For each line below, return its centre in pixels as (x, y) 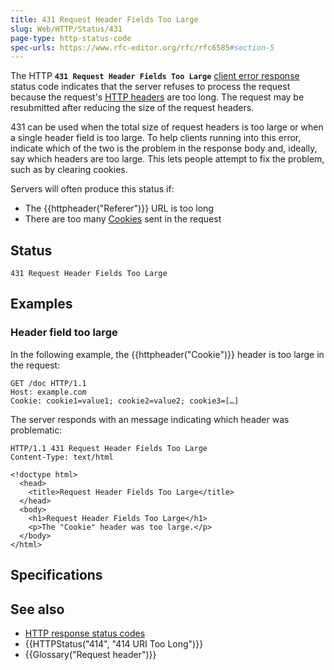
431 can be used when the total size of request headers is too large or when (167, 127)
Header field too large (64, 333)
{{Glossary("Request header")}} (90, 654)
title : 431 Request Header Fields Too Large (104, 19)
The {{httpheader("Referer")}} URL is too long (119, 208)
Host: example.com (48, 392)
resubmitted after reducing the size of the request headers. (132, 108)
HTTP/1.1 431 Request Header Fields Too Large (109, 448)
